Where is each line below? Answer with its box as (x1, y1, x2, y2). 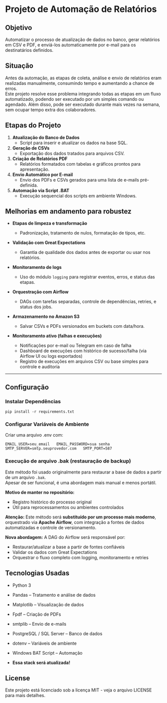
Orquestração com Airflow (12, 289, 69, 295)
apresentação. (19, 166, 50, 172)
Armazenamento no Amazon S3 (12, 313, 80, 320)
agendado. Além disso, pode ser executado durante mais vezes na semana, (5, 101, 161, 107)
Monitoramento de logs (12, 264, 62, 270)
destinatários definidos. (5, 47, 54, 53)
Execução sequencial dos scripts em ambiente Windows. (19, 193, 137, 199)
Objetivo (5, 23, 32, 32)
